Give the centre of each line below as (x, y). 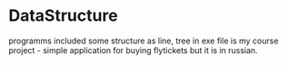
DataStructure (64, 16)
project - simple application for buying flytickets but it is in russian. (133, 50)
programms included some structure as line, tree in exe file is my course (144, 41)
